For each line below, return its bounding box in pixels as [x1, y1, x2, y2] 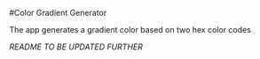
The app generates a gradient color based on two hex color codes [9, 25, 251, 34]
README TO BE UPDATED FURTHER [9, 41, 144, 52]
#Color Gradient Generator [9, 8, 107, 18]
